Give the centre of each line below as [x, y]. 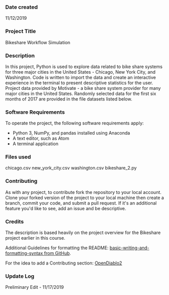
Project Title [21, 31]
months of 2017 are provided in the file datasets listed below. [69, 99]
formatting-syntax [24, 253]
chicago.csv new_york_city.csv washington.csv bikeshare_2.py [71, 168]
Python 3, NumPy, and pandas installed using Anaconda [71, 133]
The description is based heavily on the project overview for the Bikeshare [83, 233]
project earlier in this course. [35, 238]
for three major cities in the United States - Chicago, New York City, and [80, 72]
